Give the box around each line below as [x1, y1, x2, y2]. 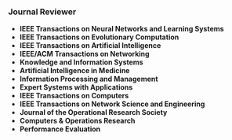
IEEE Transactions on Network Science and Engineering [19, 99, 205, 109]
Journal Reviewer [8, 6, 77, 17]
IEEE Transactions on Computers [19, 91, 129, 101]
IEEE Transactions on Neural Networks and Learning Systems [19, 24, 225, 34]
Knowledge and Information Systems [19, 57, 143, 67]
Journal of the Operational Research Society [19, 108, 168, 117]
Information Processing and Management [19, 74, 158, 84]
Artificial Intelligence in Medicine [19, 66, 130, 76]
